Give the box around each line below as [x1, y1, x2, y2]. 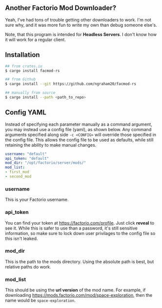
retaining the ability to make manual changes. [5, 142, 97, 148]
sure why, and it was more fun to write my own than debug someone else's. [5, 22, 157, 28]
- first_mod [5, 170, 29, 174]
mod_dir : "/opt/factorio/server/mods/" [5, 160, 86, 165]
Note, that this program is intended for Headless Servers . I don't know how [5, 31, 157, 37]
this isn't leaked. [5, 235, 38, 241]
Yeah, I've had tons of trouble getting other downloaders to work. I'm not [5, 17, 151, 22]
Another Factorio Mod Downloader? [5, 4, 116, 12]
